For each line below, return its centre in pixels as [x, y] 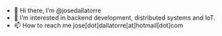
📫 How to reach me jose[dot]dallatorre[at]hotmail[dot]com [98, 25]
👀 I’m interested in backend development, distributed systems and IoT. [114, 18]
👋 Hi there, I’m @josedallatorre [57, 11]
